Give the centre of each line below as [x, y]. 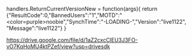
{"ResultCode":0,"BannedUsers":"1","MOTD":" [64, 15]
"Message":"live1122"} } [36, 28]
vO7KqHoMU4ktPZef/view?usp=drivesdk [58, 46]
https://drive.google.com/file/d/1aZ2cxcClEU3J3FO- [72, 40]
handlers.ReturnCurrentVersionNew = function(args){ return [82, 9]
